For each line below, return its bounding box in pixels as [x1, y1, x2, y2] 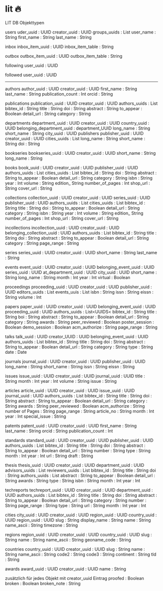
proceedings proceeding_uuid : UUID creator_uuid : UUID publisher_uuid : [5, 284, 152, 290]
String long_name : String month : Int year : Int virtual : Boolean [5, 274, 130, 280]
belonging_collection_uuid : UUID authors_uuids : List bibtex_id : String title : [5, 230, 157, 236]
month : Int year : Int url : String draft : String [5, 453, 94, 459]
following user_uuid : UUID [5, 62, 58, 68]
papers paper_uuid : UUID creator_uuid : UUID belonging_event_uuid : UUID [5, 303, 156, 309]
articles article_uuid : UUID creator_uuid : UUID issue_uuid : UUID [5, 387, 135, 394]
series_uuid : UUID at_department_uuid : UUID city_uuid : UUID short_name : [5, 269, 157, 275]
